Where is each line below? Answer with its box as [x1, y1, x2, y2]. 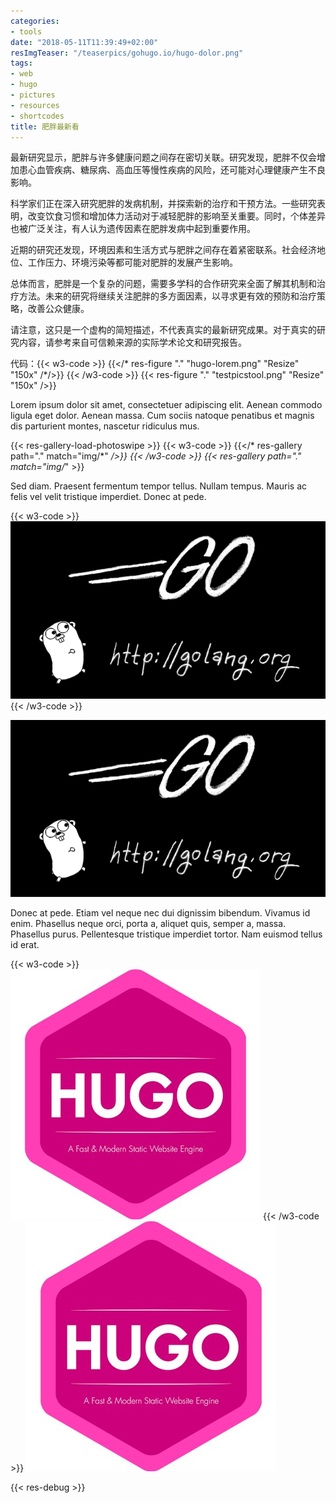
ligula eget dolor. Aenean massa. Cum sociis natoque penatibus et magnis [10, 410, 315, 422]
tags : [10, 58, 33, 69]
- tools [10, 26, 43, 37]
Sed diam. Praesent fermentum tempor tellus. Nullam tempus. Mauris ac [10, 480, 308, 492]
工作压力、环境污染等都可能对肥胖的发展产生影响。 [27, 256, 238, 269]
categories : [10, 16, 60, 26]
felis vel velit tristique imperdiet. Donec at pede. [10, 491, 207, 503]
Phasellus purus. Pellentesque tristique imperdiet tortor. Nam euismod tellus [10, 928, 323, 940]
